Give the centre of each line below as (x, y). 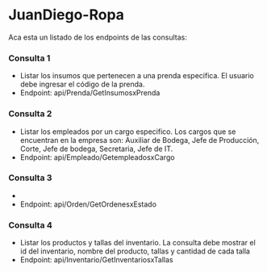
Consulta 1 (29, 58)
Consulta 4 (30, 225)
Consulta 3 (30, 178)
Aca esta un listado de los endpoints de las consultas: (98, 37)
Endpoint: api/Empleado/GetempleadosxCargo (97, 157)
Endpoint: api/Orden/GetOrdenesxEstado (88, 204)
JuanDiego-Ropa (67, 15)
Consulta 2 (30, 114)
